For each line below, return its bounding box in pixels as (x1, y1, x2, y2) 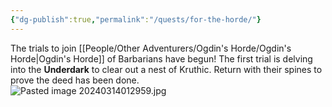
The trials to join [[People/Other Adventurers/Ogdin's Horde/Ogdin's (10, 42, 292, 54)
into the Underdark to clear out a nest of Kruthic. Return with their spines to (10, 63, 323, 75)
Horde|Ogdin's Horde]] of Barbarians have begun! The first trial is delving (10, 52, 313, 65)
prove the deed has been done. (10, 74, 140, 86)
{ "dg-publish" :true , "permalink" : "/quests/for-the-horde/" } (10, 14, 262, 25)
